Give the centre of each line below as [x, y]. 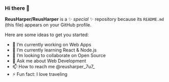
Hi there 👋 [17, 8]
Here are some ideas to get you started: [47, 35]
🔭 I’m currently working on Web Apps [52, 45]
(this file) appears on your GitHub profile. [48, 25]
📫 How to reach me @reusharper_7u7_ [53, 67]
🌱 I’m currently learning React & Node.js [54, 50]
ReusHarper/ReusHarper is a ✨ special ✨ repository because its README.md [85, 19]
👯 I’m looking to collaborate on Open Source [59, 56]
